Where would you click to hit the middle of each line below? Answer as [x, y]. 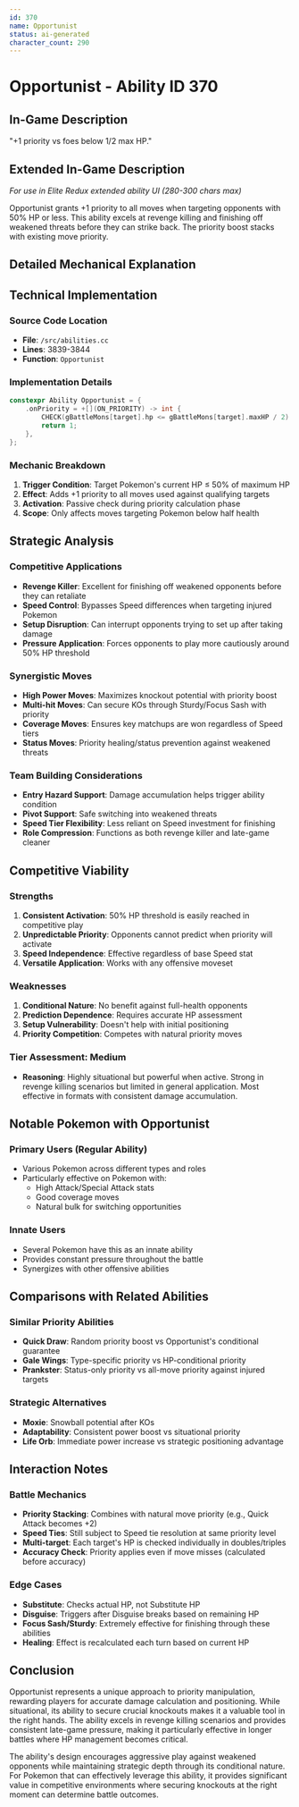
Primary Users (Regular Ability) [79, 1149]
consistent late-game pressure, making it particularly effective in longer [141, 1730]
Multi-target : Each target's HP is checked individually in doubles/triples [154, 1542]
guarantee [41, 1351]
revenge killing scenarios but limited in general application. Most [141, 1086]
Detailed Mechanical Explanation [103, 265]
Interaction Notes [59, 1469]
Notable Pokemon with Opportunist [109, 1123]
